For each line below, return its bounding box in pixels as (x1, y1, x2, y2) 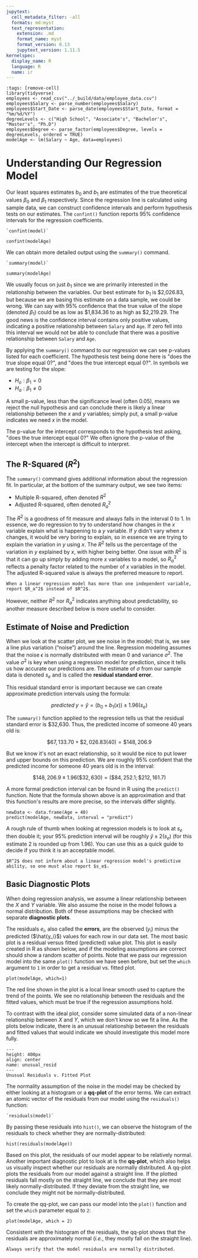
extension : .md (17, 31, 54, 37)
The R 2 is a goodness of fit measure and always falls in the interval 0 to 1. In (6, 513, 191, 522)
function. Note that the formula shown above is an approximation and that (6, 792, 186, 799)
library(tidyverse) (6, 90, 54, 96)
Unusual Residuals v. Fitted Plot (6, 1072, 92, 1078)
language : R (11, 63, 41, 70)
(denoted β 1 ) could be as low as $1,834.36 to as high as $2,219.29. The (6, 308, 179, 317)
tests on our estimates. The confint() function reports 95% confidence (6, 210, 180, 217)
